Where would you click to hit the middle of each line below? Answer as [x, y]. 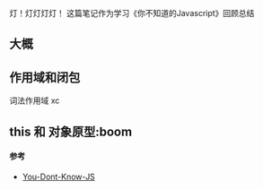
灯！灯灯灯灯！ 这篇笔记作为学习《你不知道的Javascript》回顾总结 [132, 13]
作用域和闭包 [45, 78]
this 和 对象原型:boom [71, 131]
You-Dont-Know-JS [59, 177]
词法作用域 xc [35, 100]
